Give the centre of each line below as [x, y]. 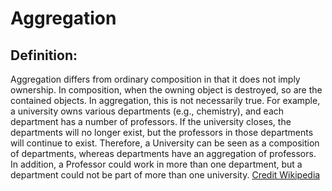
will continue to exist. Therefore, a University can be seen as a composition [165, 143]
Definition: [44, 55]
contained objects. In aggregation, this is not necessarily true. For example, [165, 100]
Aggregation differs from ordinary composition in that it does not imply [155, 79]
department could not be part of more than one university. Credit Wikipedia [165, 175]
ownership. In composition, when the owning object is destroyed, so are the [166, 90]
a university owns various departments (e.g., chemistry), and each [147, 111]
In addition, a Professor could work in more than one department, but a [156, 164]
